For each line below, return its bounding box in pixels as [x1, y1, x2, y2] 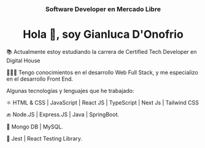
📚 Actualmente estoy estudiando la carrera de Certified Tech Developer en [6, 48, 197, 55]
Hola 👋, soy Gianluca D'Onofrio [22, 28, 184, 42]
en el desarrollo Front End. [6, 75, 74, 83]
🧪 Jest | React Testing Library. [6, 135, 83, 142]
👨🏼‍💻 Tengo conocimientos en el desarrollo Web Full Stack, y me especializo [6, 68, 198, 76]
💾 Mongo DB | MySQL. [6, 123, 63, 130]
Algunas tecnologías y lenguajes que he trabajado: [6, 87, 134, 94]
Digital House [6, 57, 41, 64]
